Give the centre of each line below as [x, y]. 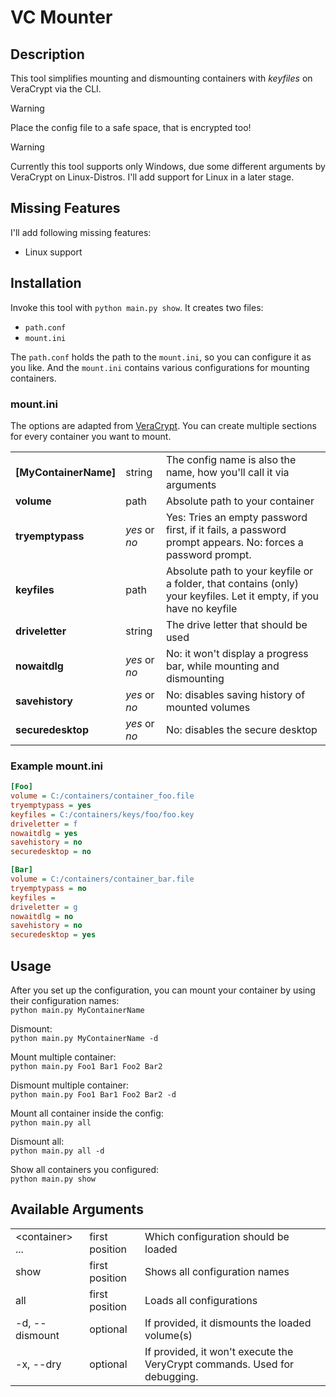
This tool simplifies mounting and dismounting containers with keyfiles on [161, 78]
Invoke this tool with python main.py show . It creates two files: [137, 307]
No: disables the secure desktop [241, 729]
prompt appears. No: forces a [234, 542]
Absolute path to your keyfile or [239, 571]
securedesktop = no [51, 852]
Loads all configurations [201, 1300]
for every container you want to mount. [91, 436]
